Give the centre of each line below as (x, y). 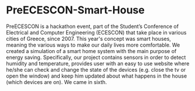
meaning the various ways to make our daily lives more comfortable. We (93, 45)
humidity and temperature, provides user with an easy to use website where (98, 63)
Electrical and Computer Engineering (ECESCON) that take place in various (96, 32)
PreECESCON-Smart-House (76, 10)
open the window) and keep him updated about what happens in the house (97, 76)
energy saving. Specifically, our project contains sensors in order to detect (96, 57)
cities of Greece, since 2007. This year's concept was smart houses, (89, 38)
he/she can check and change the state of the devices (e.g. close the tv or (96, 69)
